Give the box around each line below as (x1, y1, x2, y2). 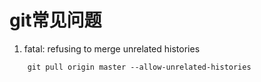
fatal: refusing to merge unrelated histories (23, 42, 201, 55)
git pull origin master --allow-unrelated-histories (27, 62, 252, 72)
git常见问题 (9, 9, 102, 32)
